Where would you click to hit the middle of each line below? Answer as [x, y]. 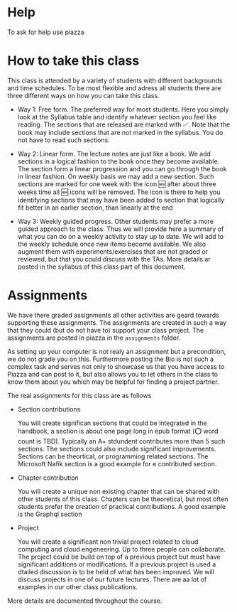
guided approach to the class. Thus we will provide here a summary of [121, 229]
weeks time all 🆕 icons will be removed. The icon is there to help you [119, 192]
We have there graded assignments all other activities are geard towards [114, 315]
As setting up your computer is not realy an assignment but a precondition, [117, 351]
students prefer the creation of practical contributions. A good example [122, 506]
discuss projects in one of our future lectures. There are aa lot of [112, 579]
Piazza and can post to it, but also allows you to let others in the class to [113, 374]
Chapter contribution [48, 478]
